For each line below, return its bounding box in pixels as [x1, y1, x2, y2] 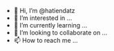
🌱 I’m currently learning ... [13, 21, 88, 29]
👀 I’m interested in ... [13, 14, 73, 22]
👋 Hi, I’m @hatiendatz [13, 7, 75, 14]
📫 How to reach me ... [13, 37, 78, 44]
